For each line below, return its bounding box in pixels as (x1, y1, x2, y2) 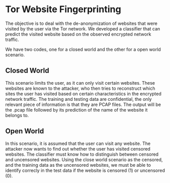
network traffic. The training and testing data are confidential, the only (5, 96, 152, 102)
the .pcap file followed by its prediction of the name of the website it (5, 106, 148, 113)
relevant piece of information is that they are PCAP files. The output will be (5, 101, 161, 107)
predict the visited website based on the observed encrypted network (5, 31, 151, 37)
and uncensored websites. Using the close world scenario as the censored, (5, 156, 163, 163)
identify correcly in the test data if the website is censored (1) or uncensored (5, 167, 165, 173)
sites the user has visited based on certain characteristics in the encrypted (5, 90, 161, 97)
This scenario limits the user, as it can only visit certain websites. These (5, 80, 155, 86)
